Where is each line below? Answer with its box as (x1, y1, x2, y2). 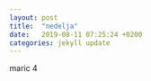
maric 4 (9, 63, 38, 74)
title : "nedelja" (9, 22, 78, 31)
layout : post (9, 13, 58, 22)
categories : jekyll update (9, 38, 111, 48)
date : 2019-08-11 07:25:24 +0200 (9, 30, 143, 39)
